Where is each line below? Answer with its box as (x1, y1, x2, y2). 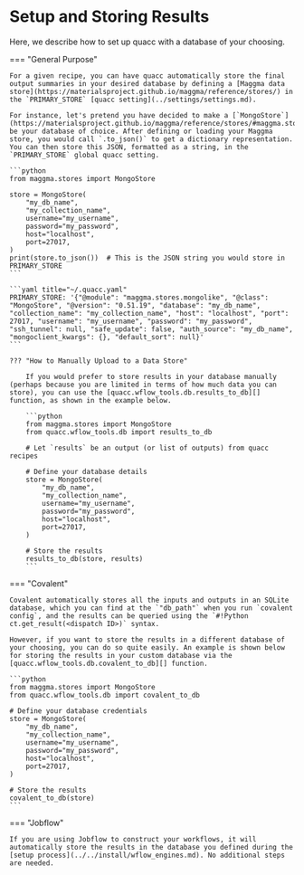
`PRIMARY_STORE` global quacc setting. (9, 150, 160, 159)
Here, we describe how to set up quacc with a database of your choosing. (9, 36, 285, 47)
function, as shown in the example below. (9, 395, 172, 404)
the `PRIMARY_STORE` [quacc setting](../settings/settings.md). (9, 95, 257, 104)
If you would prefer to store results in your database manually (25, 372, 278, 381)
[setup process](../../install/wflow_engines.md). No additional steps (9, 851, 285, 860)
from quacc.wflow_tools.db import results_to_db (25, 427, 213, 436)
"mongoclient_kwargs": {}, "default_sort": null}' (9, 332, 204, 341)
